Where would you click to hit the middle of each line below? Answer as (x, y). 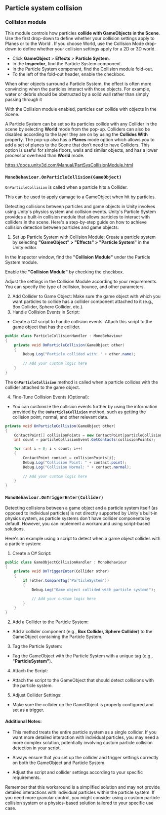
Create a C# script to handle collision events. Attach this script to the (82, 321)
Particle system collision (44, 8)
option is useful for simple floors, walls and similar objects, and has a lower (82, 150)
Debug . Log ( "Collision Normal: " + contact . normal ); (77, 467)
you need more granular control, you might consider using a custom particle (83, 798)
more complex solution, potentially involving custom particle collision (83, 743)
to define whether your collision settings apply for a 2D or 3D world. (87, 48)
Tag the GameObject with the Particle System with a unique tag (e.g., (83, 656)
